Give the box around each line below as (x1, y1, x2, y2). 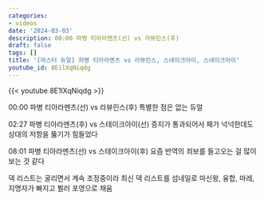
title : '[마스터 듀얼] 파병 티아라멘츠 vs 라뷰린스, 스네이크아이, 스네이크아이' (8, 57, 240, 65)
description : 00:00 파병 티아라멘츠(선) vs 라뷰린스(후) (8, 34, 179, 42)
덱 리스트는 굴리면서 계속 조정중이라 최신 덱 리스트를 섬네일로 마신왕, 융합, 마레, (8, 173, 255, 182)
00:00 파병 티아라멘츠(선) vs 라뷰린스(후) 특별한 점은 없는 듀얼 (8, 102, 203, 112)
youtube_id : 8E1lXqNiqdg (8, 64, 91, 72)
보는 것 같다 (8, 156, 45, 166)
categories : (8, 11, 48, 20)
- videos (8, 19, 37, 27)
